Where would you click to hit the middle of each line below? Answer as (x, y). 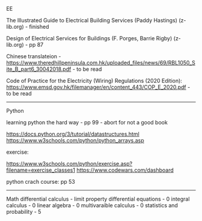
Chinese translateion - (34, 56)
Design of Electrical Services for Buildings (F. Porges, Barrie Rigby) (89, 38)
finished (39, 27)
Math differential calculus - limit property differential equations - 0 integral (98, 199)
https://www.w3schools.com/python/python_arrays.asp (75, 140)
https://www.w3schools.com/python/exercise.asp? (69, 164)
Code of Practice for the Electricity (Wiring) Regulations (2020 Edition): (94, 81)
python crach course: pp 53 (41, 182)
